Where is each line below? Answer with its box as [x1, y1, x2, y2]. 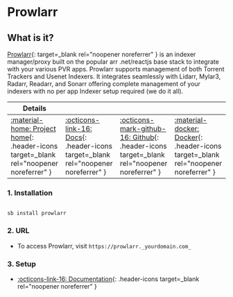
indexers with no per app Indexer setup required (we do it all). [7, 87, 184, 95]
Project [32, 124, 57, 133]
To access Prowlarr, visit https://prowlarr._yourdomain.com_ [17, 241, 192, 250]
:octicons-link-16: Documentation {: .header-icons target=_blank [17, 275, 200, 283]
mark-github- [119, 124, 166, 133]
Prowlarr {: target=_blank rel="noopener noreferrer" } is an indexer [7, 50, 196, 58]
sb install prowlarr [7, 210, 67, 217]
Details [23, 103, 46, 113]
